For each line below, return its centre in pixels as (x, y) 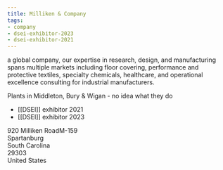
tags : (15, 20)
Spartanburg (26, 138)
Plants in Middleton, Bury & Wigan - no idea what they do (90, 96)
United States (27, 161)
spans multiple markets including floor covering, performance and (103, 67)
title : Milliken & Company (47, 14)
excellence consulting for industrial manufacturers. (81, 82)
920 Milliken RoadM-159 (43, 131)
